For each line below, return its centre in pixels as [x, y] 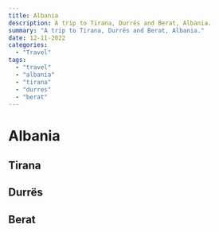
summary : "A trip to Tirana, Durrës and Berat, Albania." [106, 30]
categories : [28, 45]
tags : [17, 60]
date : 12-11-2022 [37, 38]
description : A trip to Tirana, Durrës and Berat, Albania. [110, 23]
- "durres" [33, 89]
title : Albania [33, 15]
